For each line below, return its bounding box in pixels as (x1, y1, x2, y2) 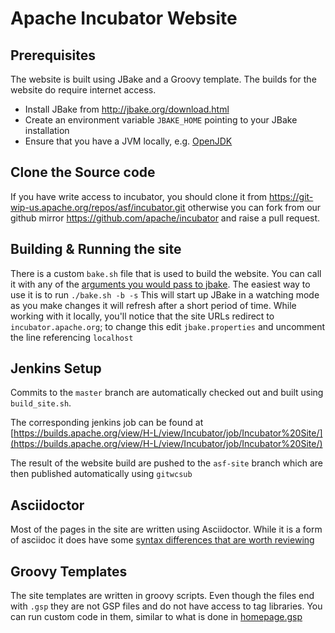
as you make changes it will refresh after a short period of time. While (10, 299, 297, 311)
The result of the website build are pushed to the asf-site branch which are (10, 457, 324, 469)
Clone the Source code (10, 164, 156, 181)
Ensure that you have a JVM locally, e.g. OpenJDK (24, 135, 233, 147)
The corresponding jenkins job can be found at (10, 417, 204, 429)
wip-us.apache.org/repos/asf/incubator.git (10, 201, 186, 213)
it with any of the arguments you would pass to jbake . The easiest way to (10, 278, 311, 290)
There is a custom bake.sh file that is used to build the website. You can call (10, 267, 322, 279)
